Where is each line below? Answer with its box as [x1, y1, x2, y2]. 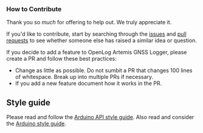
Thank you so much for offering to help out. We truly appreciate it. [6, 19, 172, 26]
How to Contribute [6, 5, 62, 13]
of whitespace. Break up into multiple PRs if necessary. [15, 73, 154, 81]
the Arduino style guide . [6, 120, 67, 128]
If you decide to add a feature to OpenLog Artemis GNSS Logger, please [6, 49, 187, 56]
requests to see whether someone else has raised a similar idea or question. [6, 37, 198, 44]
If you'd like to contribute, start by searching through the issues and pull [6, 30, 187, 38]
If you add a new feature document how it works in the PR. [15, 80, 162, 87]
